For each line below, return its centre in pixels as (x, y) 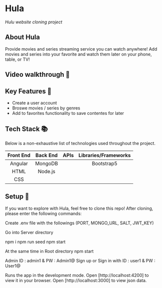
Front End (19, 155)
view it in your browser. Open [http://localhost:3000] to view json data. (76, 280)
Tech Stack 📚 (27, 129)
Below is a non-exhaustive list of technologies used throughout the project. (80, 143)
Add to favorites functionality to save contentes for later (68, 113)
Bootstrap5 (105, 163)
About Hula (23, 37)
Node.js (47, 171)
